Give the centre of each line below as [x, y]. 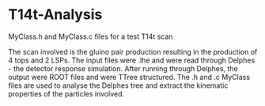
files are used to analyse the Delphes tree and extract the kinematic [118, 85]
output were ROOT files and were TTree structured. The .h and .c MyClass [129, 77]
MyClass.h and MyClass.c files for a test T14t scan [91, 36]
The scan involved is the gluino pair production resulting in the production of [133, 51]
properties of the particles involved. [66, 93]
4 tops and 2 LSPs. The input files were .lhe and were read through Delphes [132, 60]
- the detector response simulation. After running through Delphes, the [123, 68]
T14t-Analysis [55, 15]
